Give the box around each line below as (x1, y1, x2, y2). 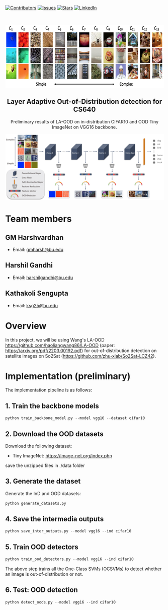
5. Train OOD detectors (5, 543, 79, 551)
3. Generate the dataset (5, 477, 81, 486)
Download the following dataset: (5, 443, 72, 449)
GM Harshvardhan (5, 233, 64, 242)
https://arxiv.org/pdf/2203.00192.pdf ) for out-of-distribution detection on (5, 348, 157, 354)
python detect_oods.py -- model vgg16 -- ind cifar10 (5, 599, 116, 604)
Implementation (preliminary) (5, 370, 131, 382)
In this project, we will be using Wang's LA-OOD (5, 336, 105, 343)
